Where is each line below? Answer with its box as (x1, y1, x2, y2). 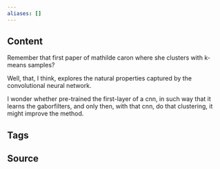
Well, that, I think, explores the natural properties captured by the (7, 74, 192, 82)
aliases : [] (7, 10, 41, 17)
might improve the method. (7, 109, 84, 117)
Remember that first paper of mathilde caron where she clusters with (7, 54, 203, 62)
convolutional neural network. (7, 82, 92, 90)
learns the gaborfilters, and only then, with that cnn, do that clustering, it (7, 102, 213, 111)
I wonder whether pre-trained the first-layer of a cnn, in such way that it (7, 95, 212, 103)
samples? (28, 61, 55, 69)
